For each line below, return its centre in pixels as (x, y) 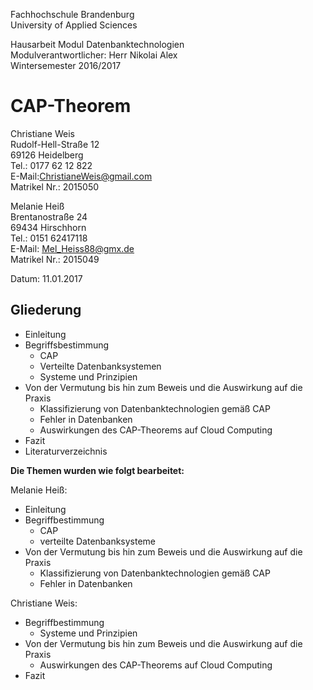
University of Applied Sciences (74, 25)
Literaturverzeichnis (66, 451)
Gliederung (46, 310)
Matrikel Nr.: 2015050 (55, 186)
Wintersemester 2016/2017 (66, 65)
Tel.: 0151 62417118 (49, 238)
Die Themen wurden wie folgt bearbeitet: (97, 470)
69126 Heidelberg (47, 155)
